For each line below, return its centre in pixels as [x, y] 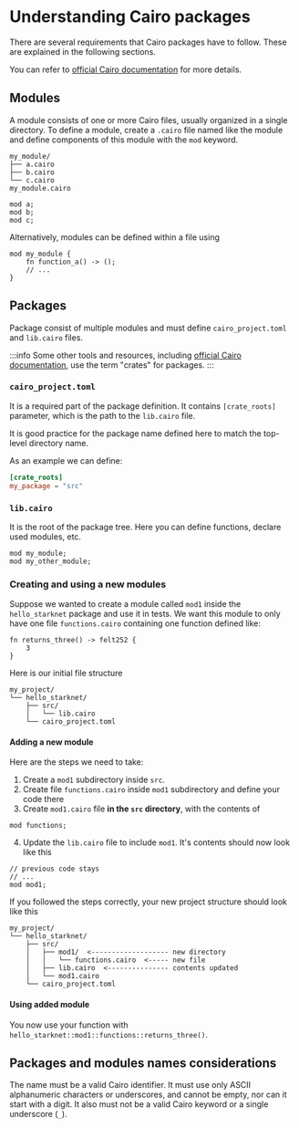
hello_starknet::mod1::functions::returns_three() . [108, 1034]
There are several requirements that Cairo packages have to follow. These [148, 42]
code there [43, 799]
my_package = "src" [46, 486]
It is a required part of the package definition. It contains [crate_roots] [143, 406]
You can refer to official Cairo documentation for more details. [126, 69]
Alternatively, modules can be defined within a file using [115, 237]
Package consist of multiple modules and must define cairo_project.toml [148, 328]
